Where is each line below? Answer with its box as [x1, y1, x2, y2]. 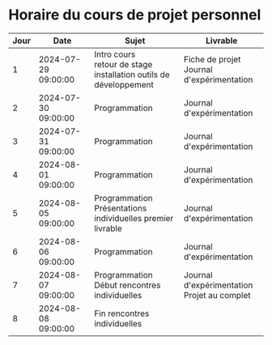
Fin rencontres [94, 308, 150, 319]
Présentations [94, 202, 147, 214]
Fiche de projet [183, 53, 241, 65]
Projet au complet [183, 289, 251, 300]
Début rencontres [94, 279, 161, 291]
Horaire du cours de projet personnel [8, 6, 261, 24]
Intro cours [94, 49, 136, 60]
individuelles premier [94, 212, 174, 224]
